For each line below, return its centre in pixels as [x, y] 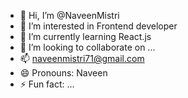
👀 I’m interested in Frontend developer [98, 26]
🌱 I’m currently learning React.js [85, 36]
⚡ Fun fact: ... [47, 84]
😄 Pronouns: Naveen [63, 73]
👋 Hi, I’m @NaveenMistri [69, 15]
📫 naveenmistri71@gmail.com [82, 58]
